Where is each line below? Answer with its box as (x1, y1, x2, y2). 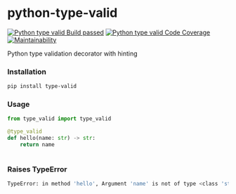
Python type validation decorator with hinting (7, 49, 138, 58)
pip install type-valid (7, 83, 77, 90)
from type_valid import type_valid (7, 115, 112, 122)
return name (20, 141, 55, 148)
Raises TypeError (7, 164, 68, 174)
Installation (7, 67, 47, 77)
